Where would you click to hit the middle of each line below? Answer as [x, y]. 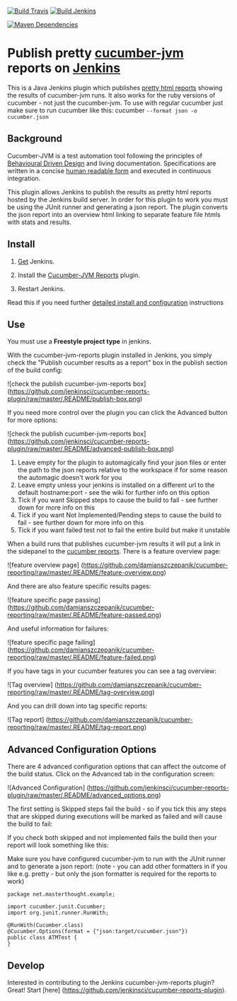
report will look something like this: [58, 845]
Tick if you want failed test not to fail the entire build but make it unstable [124, 530]
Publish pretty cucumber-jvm [96, 53]
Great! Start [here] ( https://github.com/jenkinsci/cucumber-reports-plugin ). [117, 990]
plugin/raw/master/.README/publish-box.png [74, 399]
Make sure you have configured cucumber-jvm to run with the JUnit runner [117, 859]
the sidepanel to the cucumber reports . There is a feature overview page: [114, 551]
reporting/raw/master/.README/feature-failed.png [81, 657]
